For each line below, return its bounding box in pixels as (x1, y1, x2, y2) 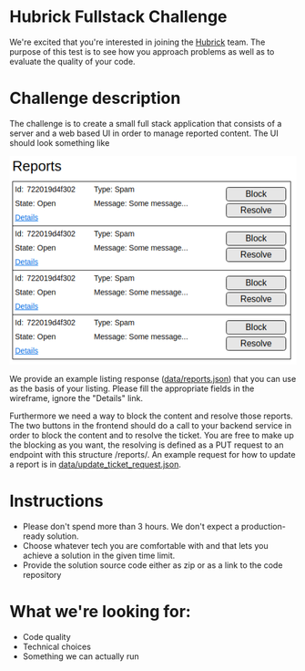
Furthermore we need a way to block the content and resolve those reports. (9, 410, 293, 421)
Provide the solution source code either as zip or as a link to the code (22, 559, 283, 571)
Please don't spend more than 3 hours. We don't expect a (22, 521, 239, 532)
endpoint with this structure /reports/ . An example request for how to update (9, 449, 296, 459)
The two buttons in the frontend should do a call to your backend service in (9, 419, 292, 430)
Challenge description (9, 88, 181, 108)
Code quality (22, 631, 71, 642)
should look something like (9, 137, 110, 148)
